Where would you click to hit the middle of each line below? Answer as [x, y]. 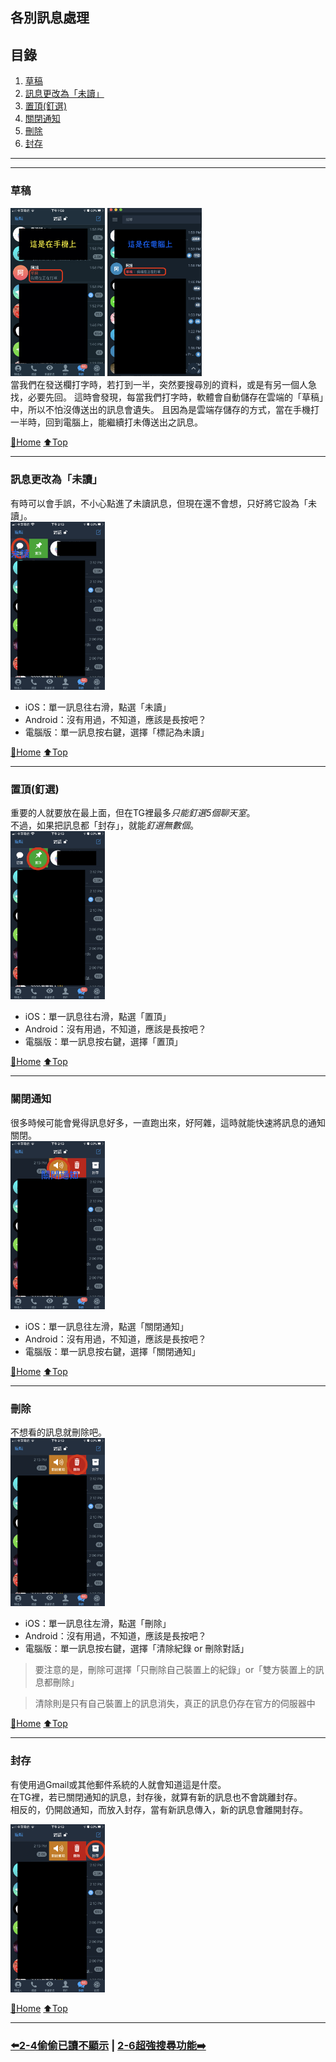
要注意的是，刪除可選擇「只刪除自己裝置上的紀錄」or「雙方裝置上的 [175, 1670]
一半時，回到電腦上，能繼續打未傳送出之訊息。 [106, 422]
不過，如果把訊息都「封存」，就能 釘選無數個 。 [104, 825]
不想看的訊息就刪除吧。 [58, 1432]
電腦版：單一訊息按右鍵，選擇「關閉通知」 [112, 1351]
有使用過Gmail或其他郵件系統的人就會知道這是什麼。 [118, 1784]
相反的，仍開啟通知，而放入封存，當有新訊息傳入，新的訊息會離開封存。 [159, 1809]
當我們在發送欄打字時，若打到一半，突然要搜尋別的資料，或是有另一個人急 [163, 385]
